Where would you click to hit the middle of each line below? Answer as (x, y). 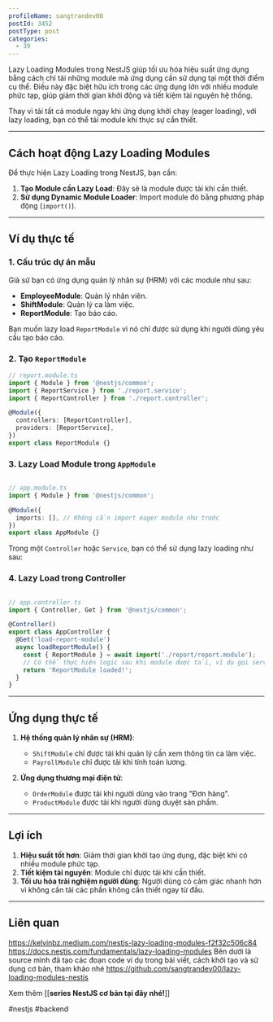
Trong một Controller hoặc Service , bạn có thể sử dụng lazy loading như (131, 548)
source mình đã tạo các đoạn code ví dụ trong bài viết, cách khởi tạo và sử (133, 960)
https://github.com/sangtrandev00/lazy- (173, 968)
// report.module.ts (43, 375)
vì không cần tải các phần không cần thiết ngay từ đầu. (112, 889)
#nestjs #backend (39, 1009)
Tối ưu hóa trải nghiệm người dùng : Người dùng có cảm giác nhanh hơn (141, 881)
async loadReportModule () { (63, 647)
